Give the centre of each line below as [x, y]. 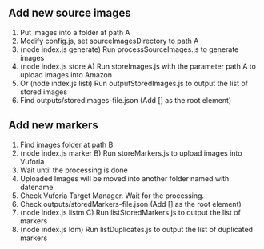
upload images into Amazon [66, 74]
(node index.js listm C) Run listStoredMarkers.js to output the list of [130, 212]
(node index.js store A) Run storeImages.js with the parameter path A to [138, 66]
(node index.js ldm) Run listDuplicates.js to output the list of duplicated [136, 229]
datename [36, 187]
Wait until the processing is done [74, 170]
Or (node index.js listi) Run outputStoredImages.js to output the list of [134, 83]
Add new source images [70, 13]
